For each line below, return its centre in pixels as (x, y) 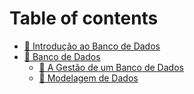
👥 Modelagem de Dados (88, 78)
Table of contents (84, 18)
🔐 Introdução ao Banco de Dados (92, 46)
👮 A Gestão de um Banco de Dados (111, 67)
